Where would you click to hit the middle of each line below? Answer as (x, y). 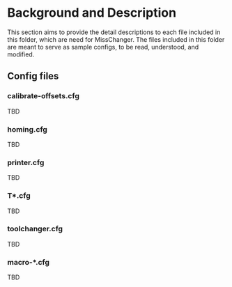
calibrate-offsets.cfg (44, 96)
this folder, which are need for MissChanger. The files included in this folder (116, 39)
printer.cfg (26, 162)
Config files (33, 76)
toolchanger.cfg (35, 229)
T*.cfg (19, 196)
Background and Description (92, 13)
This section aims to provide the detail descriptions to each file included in (114, 32)
